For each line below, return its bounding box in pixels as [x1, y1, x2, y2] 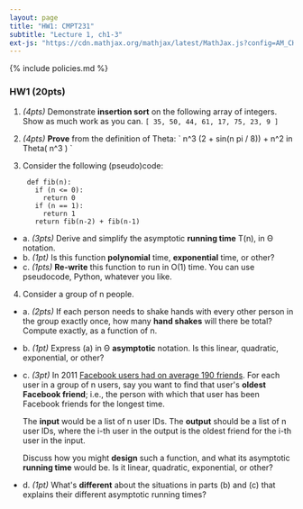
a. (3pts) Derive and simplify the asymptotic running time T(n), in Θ [22, 232, 273, 243]
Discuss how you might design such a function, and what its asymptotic [22, 452, 290, 463]
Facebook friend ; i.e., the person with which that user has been [22, 388, 260, 399]
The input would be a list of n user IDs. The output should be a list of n [22, 415, 287, 426]
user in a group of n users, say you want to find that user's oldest [22, 379, 266, 390]
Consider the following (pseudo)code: [22, 159, 164, 171]
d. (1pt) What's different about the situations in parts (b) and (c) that [22, 479, 276, 490]
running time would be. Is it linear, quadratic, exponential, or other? [22, 461, 273, 473]
